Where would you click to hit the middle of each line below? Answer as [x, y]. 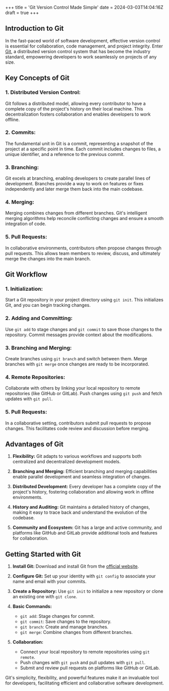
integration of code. [26, 224]
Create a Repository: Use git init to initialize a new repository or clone [88, 591]
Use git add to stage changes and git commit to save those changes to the [84, 329]
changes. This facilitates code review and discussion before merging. [77, 428]
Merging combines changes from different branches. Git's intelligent [76, 213]
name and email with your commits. [49, 581]
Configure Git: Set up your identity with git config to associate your [84, 576]
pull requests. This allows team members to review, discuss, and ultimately [83, 253]
